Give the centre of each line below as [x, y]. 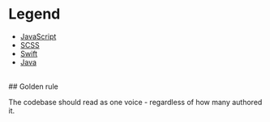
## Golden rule [33, 86]
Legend [34, 14]
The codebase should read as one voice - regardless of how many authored [135, 102]
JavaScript [38, 36]
